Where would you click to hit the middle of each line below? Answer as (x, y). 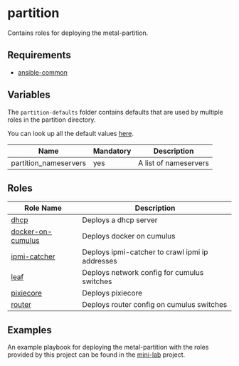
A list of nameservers (174, 163)
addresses (100, 261)
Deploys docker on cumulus (129, 236)
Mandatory (112, 151)
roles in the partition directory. (52, 120)
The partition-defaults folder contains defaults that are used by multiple (115, 112)
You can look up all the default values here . (70, 133)
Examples (30, 330)
